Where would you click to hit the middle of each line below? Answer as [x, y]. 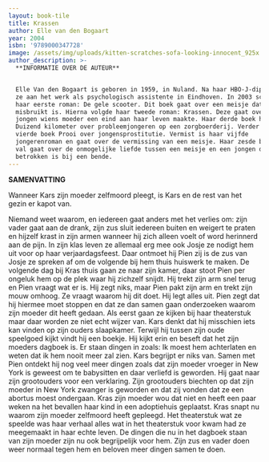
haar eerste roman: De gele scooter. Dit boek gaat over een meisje [132, 104]
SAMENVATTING [37, 179]
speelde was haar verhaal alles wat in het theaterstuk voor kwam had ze [127, 423]
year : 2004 [26, 38]
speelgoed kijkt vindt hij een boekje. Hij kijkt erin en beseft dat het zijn [124, 338]
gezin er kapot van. [40, 203]
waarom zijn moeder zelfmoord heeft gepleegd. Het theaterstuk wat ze [125, 415]
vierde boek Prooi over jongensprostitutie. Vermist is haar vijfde [132, 134]
